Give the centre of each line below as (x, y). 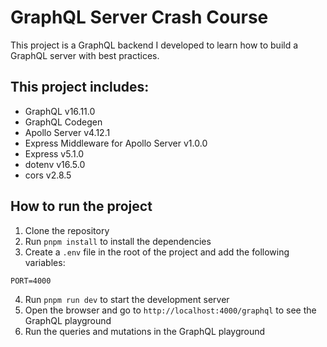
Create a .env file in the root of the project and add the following (157, 252)
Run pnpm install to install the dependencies (118, 241)
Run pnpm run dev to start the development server (127, 299)
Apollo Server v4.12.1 (67, 132)
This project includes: (80, 87)
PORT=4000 (31, 281)
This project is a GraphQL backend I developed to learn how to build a (154, 45)
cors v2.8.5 (48, 175)
